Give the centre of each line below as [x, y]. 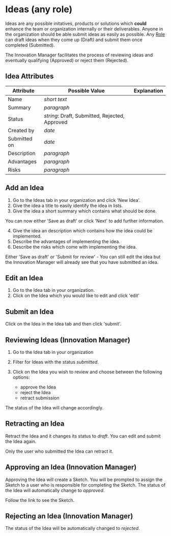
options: [21, 377]
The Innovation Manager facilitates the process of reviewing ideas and [79, 55]
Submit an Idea [30, 311]
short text [55, 99]
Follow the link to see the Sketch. [40, 500]
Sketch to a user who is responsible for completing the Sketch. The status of [85, 485]
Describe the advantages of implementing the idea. [66, 241]
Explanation [149, 91]
